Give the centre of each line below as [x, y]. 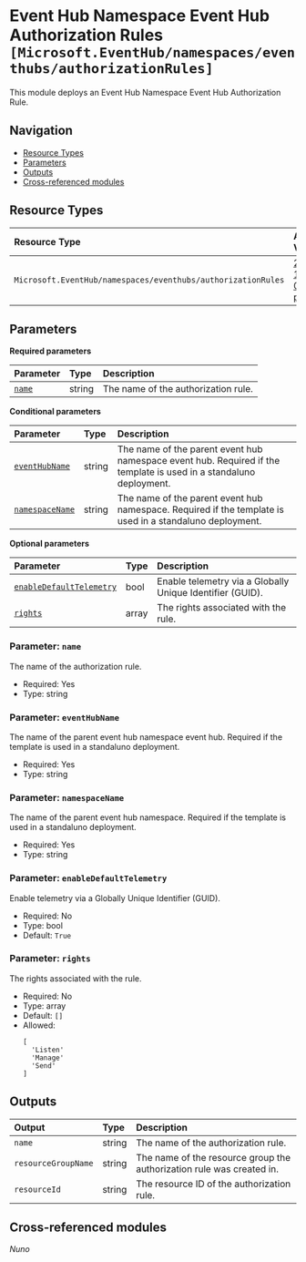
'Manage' [48, 1058]
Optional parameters [49, 544]
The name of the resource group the [214, 1157]
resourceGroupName [54, 1163]
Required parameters [51, 351]
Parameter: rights [50, 959]
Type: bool [43, 925]
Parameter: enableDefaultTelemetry [88, 878]
